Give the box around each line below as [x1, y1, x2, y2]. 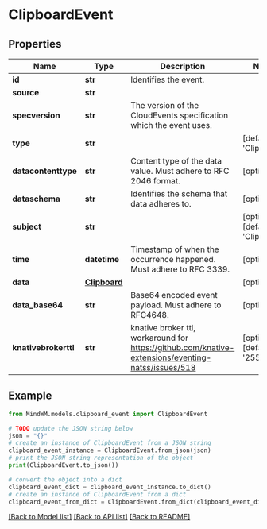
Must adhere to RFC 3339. [130, 264, 230, 275]
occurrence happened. [130, 254, 216, 264]
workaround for [130, 332, 189, 343]
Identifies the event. [130, 74, 205, 85]
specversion [12, 110, 61, 121]
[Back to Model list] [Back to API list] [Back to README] [8, 512, 191, 522]
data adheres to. [130, 199, 192, 209]
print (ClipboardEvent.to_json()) [8, 461, 119, 469]
